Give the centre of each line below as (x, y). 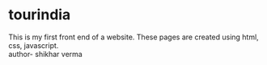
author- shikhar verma (45, 54)
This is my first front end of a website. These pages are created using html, (133, 37)
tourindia (40, 15)
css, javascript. (34, 45)
